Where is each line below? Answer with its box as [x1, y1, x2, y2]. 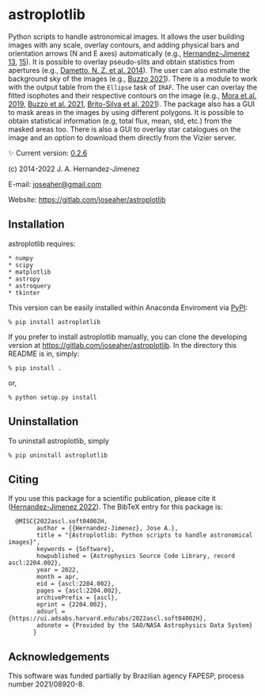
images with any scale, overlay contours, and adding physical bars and [8, 40, 240, 49]
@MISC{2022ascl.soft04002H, [15, 518, 108, 526]
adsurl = [36, 608, 66, 616]
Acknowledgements [8, 650, 110, 663]
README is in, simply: [8, 349, 80, 358]
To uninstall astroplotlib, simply [8, 436, 109, 446]
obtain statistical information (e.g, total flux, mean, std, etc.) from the [8, 116, 233, 125]
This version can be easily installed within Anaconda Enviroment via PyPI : [8, 303, 248, 312]
